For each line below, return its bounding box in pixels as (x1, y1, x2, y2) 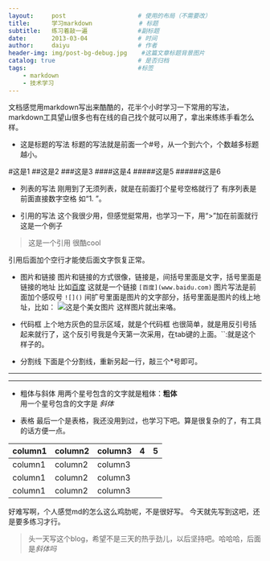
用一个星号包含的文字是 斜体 (19, 399, 114, 408)
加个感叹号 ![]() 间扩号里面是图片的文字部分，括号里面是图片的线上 (27, 292, 254, 301)
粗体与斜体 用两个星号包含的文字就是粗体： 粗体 (19, 388, 178, 398)
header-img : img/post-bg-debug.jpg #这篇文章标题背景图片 (8, 49, 205, 57)
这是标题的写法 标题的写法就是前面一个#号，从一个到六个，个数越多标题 (19, 139, 260, 149)
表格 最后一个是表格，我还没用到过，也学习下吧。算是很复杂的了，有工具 (19, 416, 262, 425)
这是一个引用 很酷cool (27, 238, 101, 248)
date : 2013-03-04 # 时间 (8, 34, 157, 43)
